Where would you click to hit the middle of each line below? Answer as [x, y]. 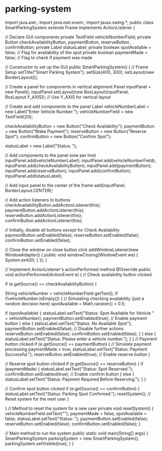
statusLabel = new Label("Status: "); [41, 146]
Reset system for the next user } [37, 399]
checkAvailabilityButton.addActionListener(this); [53, 205]
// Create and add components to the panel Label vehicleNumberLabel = [77, 106]
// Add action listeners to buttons [38, 200]
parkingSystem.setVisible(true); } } [39, 443]
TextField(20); [19, 117]
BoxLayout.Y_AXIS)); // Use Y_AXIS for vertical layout [58, 97]
